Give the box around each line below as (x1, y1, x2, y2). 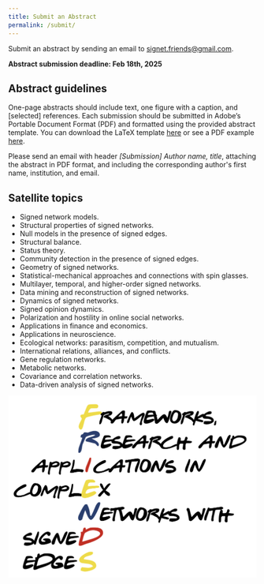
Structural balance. (19, 238, 82, 247)
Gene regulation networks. (19, 355, 106, 365)
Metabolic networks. (19, 363, 87, 372)
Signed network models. (19, 212, 99, 222)
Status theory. (19, 245, 65, 256)
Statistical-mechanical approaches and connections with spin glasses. (19, 271, 249, 280)
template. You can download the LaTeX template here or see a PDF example (8, 128, 255, 137)
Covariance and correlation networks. (19, 372, 143, 381)
